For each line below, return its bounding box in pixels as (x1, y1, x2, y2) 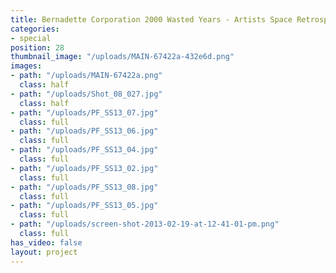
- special (10, 33, 52, 43)
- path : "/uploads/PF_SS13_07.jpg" (10, 107, 159, 118)
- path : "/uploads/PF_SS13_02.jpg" (10, 163, 159, 173)
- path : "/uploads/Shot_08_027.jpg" (10, 89, 163, 99)
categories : (10, 24, 60, 34)
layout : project (10, 247, 78, 257)
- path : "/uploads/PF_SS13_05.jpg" (10, 201, 159, 211)
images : (10, 61, 43, 71)
